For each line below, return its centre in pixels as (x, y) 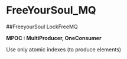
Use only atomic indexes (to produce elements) (64, 49)
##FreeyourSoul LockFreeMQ (42, 27)
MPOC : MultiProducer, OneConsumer (54, 38)
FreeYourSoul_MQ (51, 10)
